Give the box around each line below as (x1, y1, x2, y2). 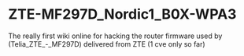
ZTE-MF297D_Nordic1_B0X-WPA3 (8, 5, 237, 23)
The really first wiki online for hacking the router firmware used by (8, 31, 223, 40)
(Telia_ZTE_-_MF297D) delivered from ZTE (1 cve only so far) (8, 39, 206, 48)
